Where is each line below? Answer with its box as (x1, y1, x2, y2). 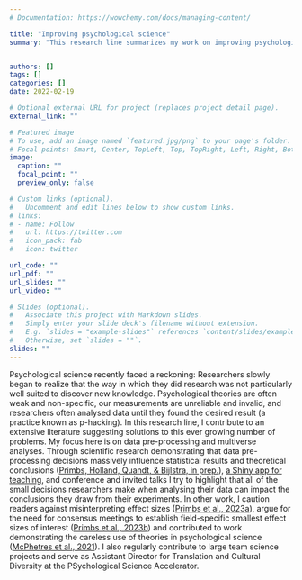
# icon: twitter (9, 245, 78, 254)
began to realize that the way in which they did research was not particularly (9, 378, 293, 389)
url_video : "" (9, 285, 63, 295)
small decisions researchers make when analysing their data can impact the (9, 484, 290, 494)
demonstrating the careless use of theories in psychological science (9, 531, 262, 542)
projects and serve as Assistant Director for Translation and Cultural (9, 550, 261, 561)
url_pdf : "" (9, 269, 54, 278)
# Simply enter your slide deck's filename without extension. (9, 319, 259, 329)
